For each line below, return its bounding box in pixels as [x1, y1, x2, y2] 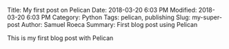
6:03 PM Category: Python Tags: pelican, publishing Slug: [26, 13, 191, 21]
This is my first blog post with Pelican [7, 34, 114, 42]
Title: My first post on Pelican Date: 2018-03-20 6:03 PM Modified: [7, 6, 197, 14]
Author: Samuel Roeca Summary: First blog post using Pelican [21, 21, 198, 28]
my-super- [192, 13, 223, 21]
